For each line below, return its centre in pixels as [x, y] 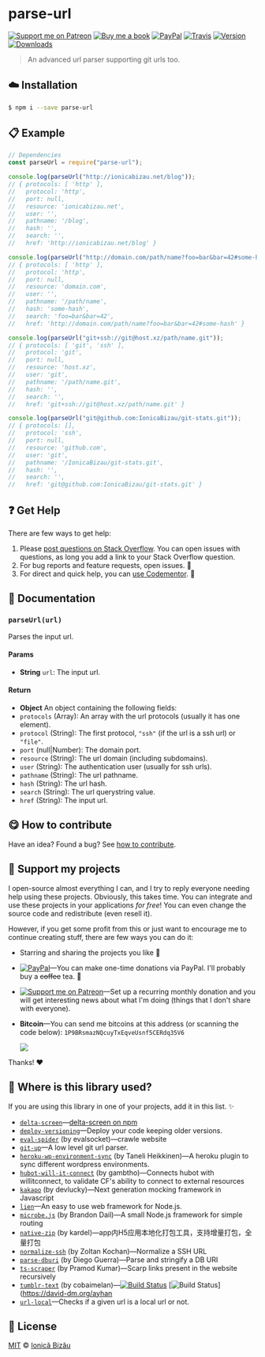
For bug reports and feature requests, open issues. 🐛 [105, 565]
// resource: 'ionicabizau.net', [67, 207]
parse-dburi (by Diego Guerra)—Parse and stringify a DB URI [119, 1260]
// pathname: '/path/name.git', [65, 382]
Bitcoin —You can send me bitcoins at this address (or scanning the [129, 1023]
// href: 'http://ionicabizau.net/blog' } [82, 243]
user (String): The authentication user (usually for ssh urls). [116, 767]
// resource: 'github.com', [58, 448]
